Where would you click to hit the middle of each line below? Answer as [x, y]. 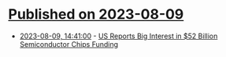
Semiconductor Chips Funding [69, 44]
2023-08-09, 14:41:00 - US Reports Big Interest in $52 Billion [119, 36]
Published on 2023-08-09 [96, 14]
